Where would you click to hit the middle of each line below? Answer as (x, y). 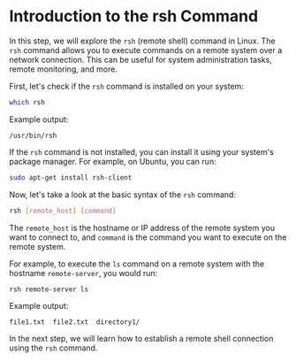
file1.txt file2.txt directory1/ (75, 322)
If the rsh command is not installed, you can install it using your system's (141, 151)
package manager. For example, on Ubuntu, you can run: (113, 161)
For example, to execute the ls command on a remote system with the (137, 264)
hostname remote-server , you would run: (83, 273)
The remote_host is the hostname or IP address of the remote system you (142, 227)
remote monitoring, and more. (63, 69)
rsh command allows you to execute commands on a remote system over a (146, 50)
